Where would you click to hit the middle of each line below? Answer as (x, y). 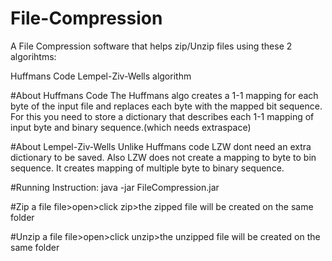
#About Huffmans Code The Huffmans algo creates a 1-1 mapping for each (164, 95)
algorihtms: (33, 56)
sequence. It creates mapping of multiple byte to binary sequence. (147, 168)
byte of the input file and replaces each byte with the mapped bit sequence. (166, 106)
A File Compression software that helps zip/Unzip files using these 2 (151, 46)
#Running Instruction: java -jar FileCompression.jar (115, 187)
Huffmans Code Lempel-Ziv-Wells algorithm (101, 76)
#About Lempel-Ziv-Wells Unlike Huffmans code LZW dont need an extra (161, 146)
